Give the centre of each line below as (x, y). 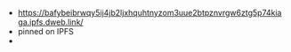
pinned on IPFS (45, 31)
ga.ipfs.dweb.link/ (50, 22)
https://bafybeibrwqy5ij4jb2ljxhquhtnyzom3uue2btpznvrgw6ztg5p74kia (150, 13)
